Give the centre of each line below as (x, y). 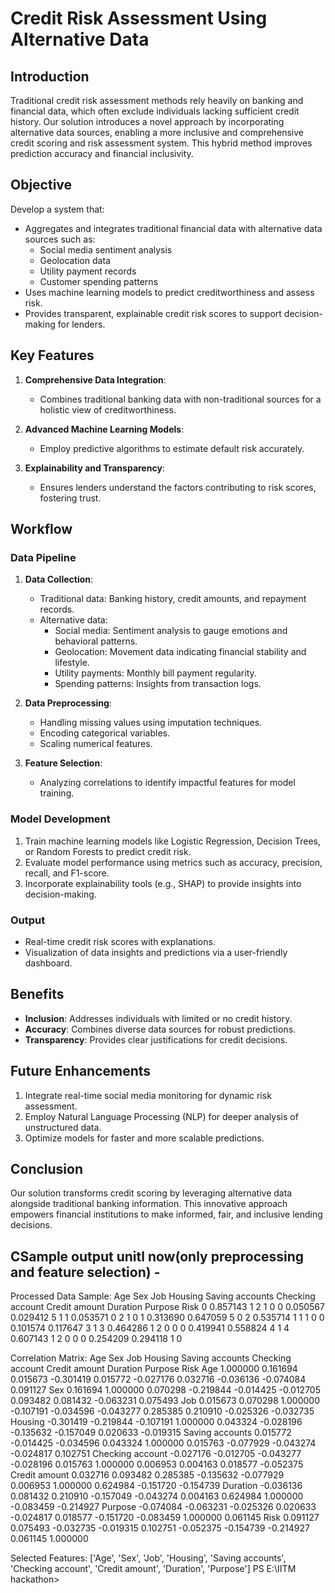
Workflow (41, 529)
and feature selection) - (85, 1272)
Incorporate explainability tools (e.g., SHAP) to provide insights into (163, 883)
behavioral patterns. (96, 641)
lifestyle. (72, 663)
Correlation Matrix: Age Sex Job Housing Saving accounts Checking (151, 1358)
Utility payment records (88, 271)
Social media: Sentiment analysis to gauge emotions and (171, 631)
